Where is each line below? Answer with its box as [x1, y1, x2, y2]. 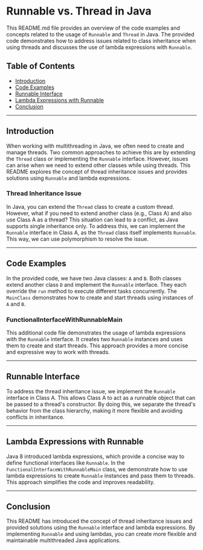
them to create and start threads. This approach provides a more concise [6, 342, 188, 349]
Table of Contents [6, 61, 76, 71]
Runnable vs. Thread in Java [6, 4, 152, 18]
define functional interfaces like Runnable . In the [6, 459, 125, 467]
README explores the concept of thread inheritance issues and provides [6, 168, 187, 175]
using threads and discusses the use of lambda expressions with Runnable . [6, 44, 192, 51]
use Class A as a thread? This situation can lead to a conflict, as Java [6, 216, 178, 223]
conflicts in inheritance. [6, 413, 65, 421]
